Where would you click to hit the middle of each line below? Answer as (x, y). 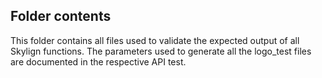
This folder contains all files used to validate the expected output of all (155, 40)
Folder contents (61, 16)
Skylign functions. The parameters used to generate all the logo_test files (161, 51)
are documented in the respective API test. (98, 61)
